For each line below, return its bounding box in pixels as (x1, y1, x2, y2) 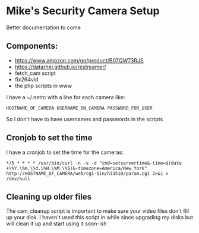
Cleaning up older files (6, 191, 92, 201)
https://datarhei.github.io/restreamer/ (14, 63, 106, 70)
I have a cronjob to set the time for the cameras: (6, 149, 124, 156)
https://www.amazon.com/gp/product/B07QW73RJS (14, 56, 144, 64)
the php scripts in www (14, 82, 72, 89)
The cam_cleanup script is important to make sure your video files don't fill (6, 207, 189, 215)
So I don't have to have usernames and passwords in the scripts (6, 115, 163, 122)
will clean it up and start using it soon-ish (6, 220, 107, 227)
